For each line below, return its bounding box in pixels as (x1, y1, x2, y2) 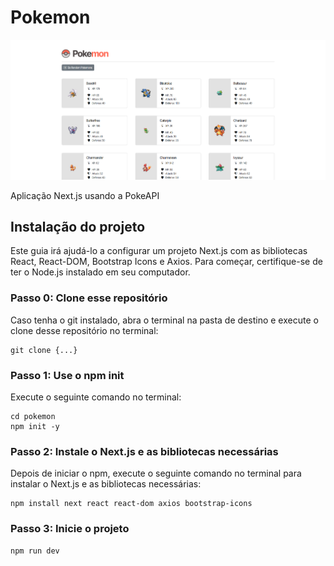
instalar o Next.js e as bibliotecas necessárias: (10, 478, 202, 490)
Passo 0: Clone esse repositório (10, 291, 168, 305)
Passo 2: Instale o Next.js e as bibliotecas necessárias (10, 444, 279, 458)
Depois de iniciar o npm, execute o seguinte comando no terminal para (10, 467, 302, 480)
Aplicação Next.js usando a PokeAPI (10, 189, 160, 201)
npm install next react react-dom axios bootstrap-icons (10, 499, 253, 509)
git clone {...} (10, 345, 78, 355)
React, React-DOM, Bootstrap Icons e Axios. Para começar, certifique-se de (10, 256, 323, 268)
